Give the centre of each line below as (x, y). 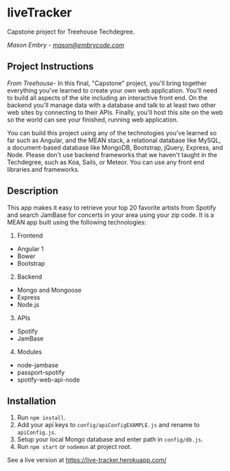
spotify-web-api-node (48, 380)
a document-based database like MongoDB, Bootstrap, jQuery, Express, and (115, 147)
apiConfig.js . (36, 432)
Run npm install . (42, 417)
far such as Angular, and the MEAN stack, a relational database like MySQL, (114, 140)
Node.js (28, 304)
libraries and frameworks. (44, 169)
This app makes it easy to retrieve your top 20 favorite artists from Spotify (112, 207)
